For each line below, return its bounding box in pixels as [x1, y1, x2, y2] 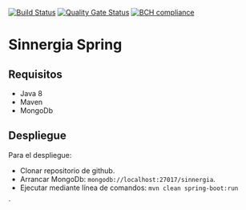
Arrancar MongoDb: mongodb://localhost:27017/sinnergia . [19, 174, 216, 184]
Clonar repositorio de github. [19, 165, 115, 176]
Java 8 [19, 89, 42, 98]
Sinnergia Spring [8, 36, 123, 54]
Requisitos [8, 67, 63, 81]
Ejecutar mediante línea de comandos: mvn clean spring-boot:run [19, 183, 239, 192]
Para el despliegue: [8, 150, 72, 160]
